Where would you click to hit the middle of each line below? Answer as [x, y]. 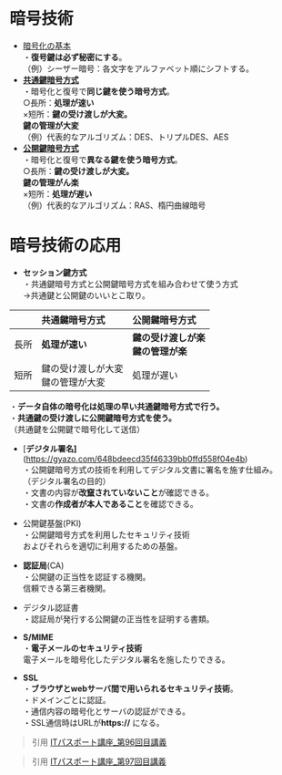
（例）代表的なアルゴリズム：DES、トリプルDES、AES [126, 137]
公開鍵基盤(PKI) [52, 523]
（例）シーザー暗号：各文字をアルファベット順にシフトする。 [138, 68]
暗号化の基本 [46, 46]
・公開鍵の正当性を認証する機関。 [86, 576]
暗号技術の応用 [65, 246]
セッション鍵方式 [55, 272]
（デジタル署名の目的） [66, 480]
